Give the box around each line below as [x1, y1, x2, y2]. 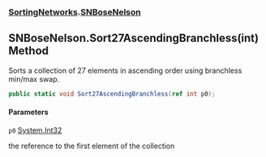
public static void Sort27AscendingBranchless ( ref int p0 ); [8, 90, 217, 98]
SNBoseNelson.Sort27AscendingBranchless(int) [8, 32, 260, 45]
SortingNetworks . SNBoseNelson [8, 6, 141, 18]
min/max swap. [8, 74, 59, 83]
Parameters [8, 108, 49, 117]
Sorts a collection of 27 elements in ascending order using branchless [8, 66, 242, 75]
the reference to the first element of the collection [8, 141, 175, 151]
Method [8, 44, 49, 58]
